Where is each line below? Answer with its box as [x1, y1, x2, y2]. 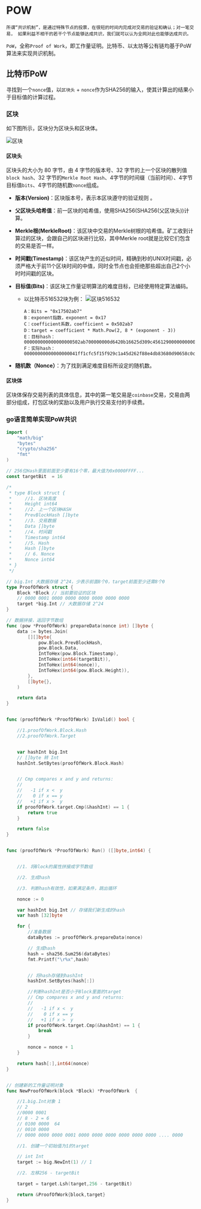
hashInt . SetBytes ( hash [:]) [28, 978, 95, 984]
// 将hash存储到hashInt [28, 972, 84, 978]
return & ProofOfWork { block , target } [17, 1192, 106, 1198]
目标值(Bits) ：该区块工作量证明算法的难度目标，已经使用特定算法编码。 [14, 283, 191, 290]
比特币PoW [6, 69, 48, 79]
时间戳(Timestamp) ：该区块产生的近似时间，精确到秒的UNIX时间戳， [14, 255, 187, 262]
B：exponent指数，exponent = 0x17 [23, 315, 106, 321]
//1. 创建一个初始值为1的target [17, 1142, 90, 1149]
